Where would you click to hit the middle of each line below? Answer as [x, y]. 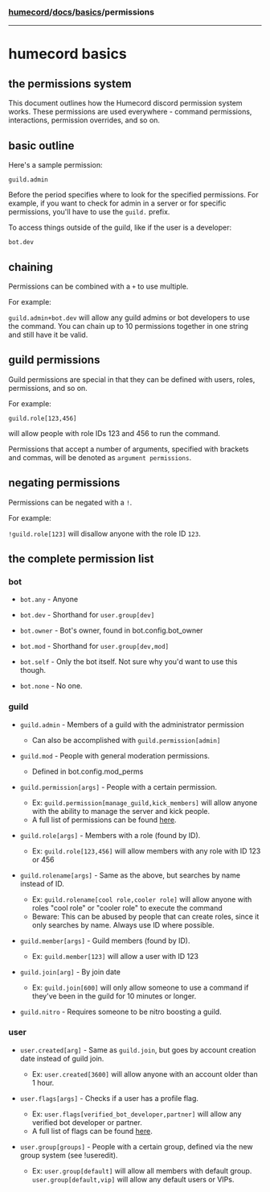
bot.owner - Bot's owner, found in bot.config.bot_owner [111, 630]
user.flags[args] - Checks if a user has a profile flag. [109, 1098]
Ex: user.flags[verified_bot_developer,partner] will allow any [137, 1114]
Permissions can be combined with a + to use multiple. [98, 286]
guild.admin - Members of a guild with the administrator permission [132, 725]
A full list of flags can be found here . [92, 1131]
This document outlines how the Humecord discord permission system [125, 103]
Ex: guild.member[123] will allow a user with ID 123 [115, 956]
